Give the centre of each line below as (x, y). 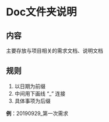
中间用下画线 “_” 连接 (40, 93)
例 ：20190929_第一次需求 (37, 113)
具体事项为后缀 (32, 101)
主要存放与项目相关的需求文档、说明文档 (54, 51)
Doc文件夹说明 (41, 12)
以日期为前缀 (30, 86)
